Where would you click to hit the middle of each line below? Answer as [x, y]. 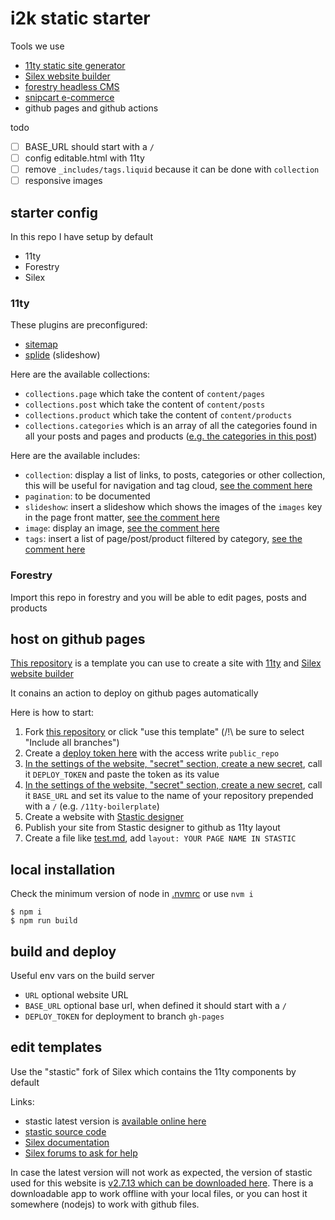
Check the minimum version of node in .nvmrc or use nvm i [132, 894]
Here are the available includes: [75, 456]
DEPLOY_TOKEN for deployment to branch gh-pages [124, 1016]
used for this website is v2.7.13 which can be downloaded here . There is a [162, 1183]
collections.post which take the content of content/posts [145, 404]
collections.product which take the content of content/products [158, 415]
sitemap [41, 344]
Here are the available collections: [80, 374]
